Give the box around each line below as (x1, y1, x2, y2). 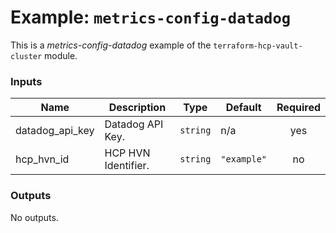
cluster (10, 51, 43, 61)
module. (44, 49, 78, 61)
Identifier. (104, 159, 150, 173)
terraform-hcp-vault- (213, 41, 303, 51)
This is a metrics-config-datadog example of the (10, 39, 212, 51)
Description (108, 101, 167, 115)
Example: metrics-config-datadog (10, 6, 292, 29)
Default (225, 101, 262, 115)
